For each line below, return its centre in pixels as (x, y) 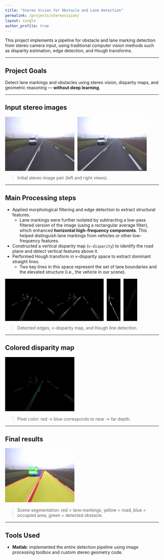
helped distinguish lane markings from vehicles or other (75, 235)
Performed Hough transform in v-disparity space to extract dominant (82, 256)
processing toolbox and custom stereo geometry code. (67, 552)
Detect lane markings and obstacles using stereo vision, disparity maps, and (82, 83)
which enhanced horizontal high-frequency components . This (83, 230)
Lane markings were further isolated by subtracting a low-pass (83, 220)
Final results (24, 439)
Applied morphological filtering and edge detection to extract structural (84, 210)
